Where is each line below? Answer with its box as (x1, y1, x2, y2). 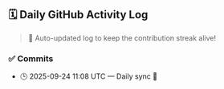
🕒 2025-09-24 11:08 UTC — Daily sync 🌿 (19, 72, 158, 81)
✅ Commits (8, 52, 54, 64)
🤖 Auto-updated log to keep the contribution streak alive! (27, 33, 217, 43)
